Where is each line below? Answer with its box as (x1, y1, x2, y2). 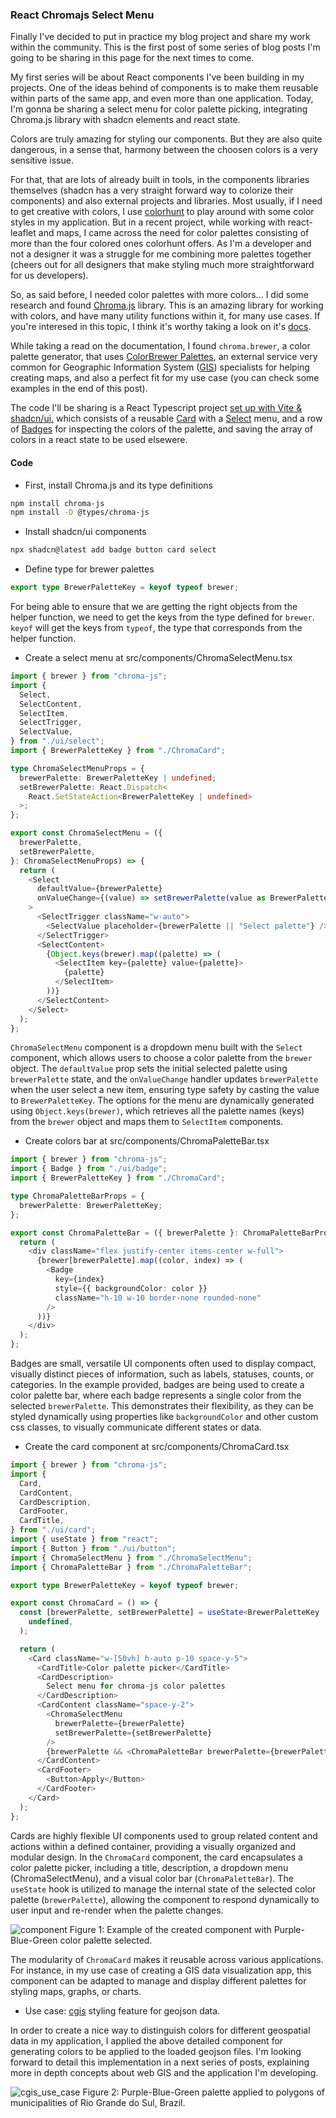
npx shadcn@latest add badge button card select (10, 545, 217, 555)
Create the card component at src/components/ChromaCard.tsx (24, 1441, 290, 1452)
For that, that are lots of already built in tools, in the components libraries (10, 174, 310, 186)
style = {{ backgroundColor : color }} (54, 1283, 208, 1293)
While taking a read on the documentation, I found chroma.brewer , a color (10, 340, 311, 352)
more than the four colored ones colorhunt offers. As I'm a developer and (10, 238, 312, 250)
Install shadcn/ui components (24, 526, 147, 538)
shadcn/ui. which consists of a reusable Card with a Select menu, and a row (10, 413, 323, 425)
